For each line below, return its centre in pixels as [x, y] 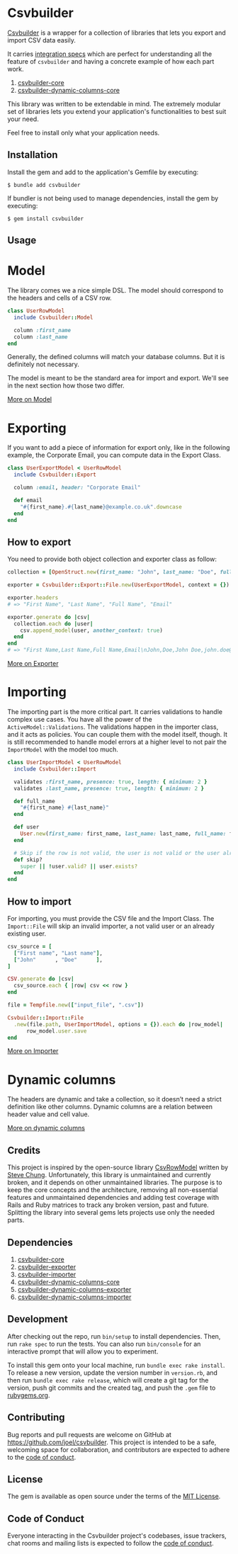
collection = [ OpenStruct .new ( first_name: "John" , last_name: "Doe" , [112, 572]
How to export [39, 542]
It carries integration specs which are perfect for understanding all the [110, 54]
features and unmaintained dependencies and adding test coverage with [113, 1198]
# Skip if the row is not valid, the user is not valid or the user [117, 853]
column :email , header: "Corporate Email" [77, 488]
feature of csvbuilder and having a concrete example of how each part [111, 61]
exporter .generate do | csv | [49, 617]
